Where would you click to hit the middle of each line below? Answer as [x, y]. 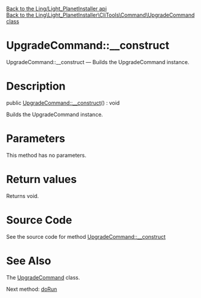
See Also [29, 261]
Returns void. [22, 196]
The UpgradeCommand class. [43, 277]
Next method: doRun [32, 289]
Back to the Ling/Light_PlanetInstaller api [57, 9]
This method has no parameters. [46, 155]
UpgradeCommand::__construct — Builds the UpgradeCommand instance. [98, 62]
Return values [42, 180]
